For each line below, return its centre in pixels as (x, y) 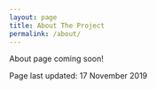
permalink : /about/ (45, 34)
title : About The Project (57, 26)
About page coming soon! (56, 59)
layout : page (33, 17)
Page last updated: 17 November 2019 (78, 76)
